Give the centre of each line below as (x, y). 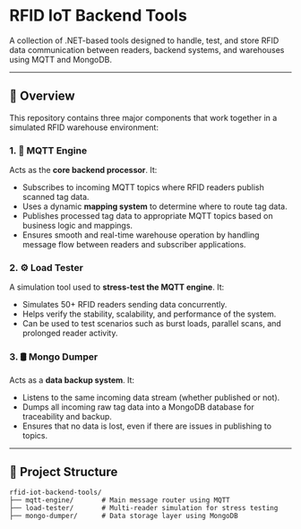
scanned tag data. (56, 197)
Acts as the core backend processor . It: (83, 170)
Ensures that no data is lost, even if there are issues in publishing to (146, 426)
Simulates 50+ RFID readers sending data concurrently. (125, 305)
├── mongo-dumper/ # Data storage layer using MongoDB (124, 516)
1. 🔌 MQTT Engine (48, 151)
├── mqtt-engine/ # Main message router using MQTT (120, 500)
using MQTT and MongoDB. (61, 59)
